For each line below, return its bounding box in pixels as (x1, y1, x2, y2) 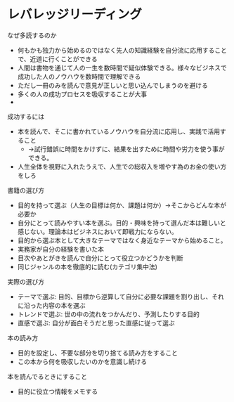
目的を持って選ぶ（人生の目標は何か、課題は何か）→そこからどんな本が (17, 201, 227, 209)
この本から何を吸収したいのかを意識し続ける (17, 357, 148, 365)
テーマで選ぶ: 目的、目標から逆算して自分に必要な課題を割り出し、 (17, 292, 212, 301)
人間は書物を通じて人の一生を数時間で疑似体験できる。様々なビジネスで (17, 63, 227, 72)
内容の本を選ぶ (41, 301, 86, 309)
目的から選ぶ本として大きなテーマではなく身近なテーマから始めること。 (17, 236, 227, 245)
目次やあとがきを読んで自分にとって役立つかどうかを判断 (17, 254, 183, 262)
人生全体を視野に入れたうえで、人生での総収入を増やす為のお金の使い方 (17, 162, 227, 171)
